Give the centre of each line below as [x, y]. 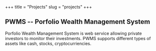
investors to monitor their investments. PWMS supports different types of [78, 38]
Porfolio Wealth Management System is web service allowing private [73, 33]
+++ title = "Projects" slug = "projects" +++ [48, 7]
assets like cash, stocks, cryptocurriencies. [48, 43]
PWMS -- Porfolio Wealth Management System [78, 22]
